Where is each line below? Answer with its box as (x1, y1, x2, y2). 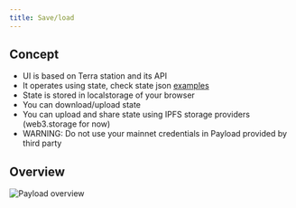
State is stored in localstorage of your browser (22, 90, 196, 100)
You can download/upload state (22, 99, 142, 110)
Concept (9, 47, 60, 62)
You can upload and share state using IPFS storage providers (22, 109, 251, 120)
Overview (9, 164, 66, 179)
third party (22, 137, 62, 149)
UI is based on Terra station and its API (22, 71, 168, 81)
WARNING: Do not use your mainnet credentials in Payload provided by (22, 128, 287, 139)
